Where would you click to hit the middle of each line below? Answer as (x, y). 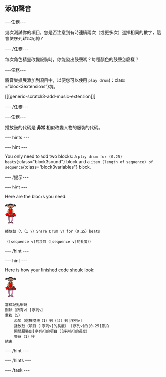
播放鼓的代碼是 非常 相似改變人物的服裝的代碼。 (54, 127)
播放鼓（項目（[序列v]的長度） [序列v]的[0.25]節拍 (62, 326)
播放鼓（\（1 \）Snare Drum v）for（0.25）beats (53, 231)
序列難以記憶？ (29, 38)
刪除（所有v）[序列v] (24, 310)
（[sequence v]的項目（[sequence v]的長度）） (49, 242)
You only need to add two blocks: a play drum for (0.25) (64, 156)
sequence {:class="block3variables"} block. (48, 167)
